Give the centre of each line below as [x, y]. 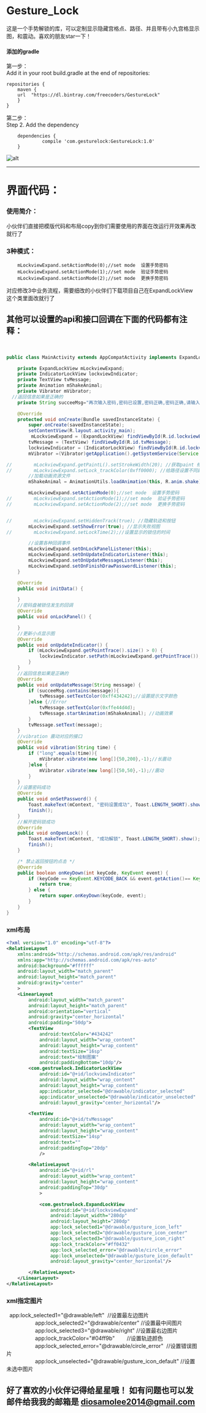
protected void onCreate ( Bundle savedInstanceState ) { [89, 419]
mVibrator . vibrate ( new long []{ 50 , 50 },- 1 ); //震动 [101, 770]
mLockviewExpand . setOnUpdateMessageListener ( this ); [96, 560]
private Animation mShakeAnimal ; [60, 385]
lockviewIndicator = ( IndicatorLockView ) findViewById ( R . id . [108, 448]
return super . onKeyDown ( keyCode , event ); [93, 896]
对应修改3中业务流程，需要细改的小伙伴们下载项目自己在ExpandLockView [100, 290]
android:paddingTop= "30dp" [74, 1187]
